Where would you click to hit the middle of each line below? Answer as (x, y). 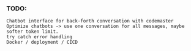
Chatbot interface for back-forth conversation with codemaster (90, 21)
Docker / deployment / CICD (42, 42)
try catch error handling (39, 37)
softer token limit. (33, 32)
